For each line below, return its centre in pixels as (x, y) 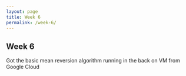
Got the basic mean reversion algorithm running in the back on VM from (93, 61)
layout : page (22, 11)
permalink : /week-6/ (31, 22)
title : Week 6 (24, 17)
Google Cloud (23, 67)
